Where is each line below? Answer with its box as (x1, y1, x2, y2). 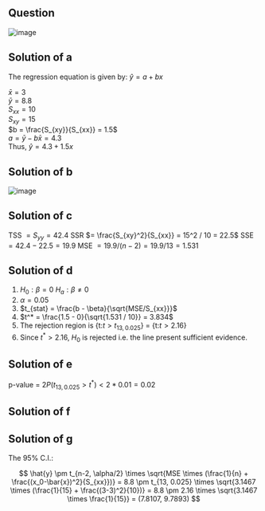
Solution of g (8, 432, 73, 446)
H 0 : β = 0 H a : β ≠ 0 (19, 285, 89, 297)
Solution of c (8, 209, 73, 222)
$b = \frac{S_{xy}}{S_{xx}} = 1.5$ (8, 125, 118, 135)
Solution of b (8, 165, 73, 179)
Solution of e (8, 357, 73, 371)
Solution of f (8, 405, 71, 419)
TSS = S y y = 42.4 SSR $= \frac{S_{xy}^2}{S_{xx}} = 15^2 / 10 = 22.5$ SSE (8, 230, 255, 242)
